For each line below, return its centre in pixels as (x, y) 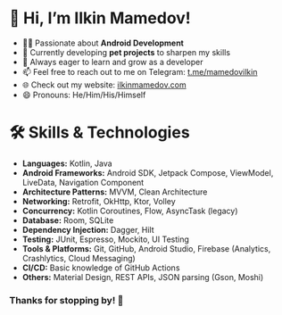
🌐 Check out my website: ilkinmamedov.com (104, 85)
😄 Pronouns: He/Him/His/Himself (84, 95)
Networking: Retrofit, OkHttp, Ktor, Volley (99, 201)
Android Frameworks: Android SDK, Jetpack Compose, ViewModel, (148, 172)
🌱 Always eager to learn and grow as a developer (112, 62)
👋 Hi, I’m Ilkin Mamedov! (100, 18)
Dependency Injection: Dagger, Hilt (88, 229)
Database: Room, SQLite (68, 220)
